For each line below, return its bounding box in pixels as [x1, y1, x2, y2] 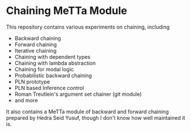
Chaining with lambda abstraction [14, 60, 96, 67]
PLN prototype [14, 78, 50, 85]
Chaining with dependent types [14, 53, 91, 60]
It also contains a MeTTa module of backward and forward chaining [6, 108, 169, 115]
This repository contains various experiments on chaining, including [6, 23, 170, 30]
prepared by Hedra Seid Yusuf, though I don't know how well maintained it [6, 114, 186, 121]
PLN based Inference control [14, 84, 84, 91]
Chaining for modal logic [14, 65, 74, 72]
